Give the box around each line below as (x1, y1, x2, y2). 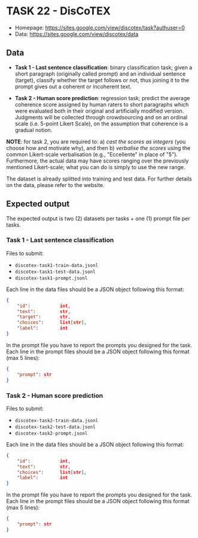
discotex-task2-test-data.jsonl (14, 424, 96, 430)
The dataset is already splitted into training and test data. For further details (6, 175, 193, 182)
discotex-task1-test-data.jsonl (14, 269, 96, 275)
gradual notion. (14, 126, 53, 133)
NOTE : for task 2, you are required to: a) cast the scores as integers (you (6, 138, 186, 145)
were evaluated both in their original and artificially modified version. (14, 107, 184, 115)
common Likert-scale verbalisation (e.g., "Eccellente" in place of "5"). (6, 151, 178, 158)
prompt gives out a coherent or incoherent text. (14, 83, 132, 90)
